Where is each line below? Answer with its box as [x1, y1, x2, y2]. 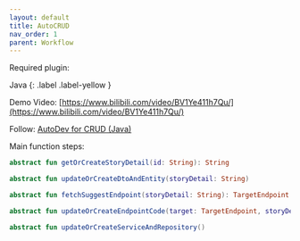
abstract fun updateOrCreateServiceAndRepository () [9, 222, 205, 232]
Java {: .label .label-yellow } [9, 79, 112, 90]
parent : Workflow [9, 37, 74, 47]
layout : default [9, 12, 70, 22]
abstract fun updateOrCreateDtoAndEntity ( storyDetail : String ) [9, 175, 250, 184]
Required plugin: [9, 62, 70, 73]
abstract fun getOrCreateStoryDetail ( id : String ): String [9, 158, 229, 168]
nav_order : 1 [9, 29, 58, 38]
